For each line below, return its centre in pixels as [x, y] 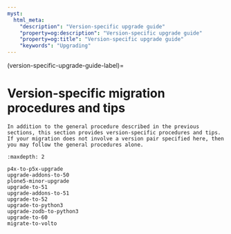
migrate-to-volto [32, 223]
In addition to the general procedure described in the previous [103, 126]
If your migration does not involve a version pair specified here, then [116, 138]
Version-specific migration [86, 93]
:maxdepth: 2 [26, 156]
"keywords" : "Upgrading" [55, 46]
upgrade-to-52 [28, 199]
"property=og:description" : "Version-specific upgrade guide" [111, 33]
